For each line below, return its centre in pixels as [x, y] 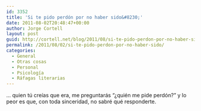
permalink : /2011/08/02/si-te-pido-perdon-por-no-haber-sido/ [85, 45]
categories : [21, 51]
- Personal [25, 67]
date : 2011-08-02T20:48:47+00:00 [48, 23]
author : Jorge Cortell [34, 28]
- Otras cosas [29, 61]
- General [24, 56]
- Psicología [28, 73]
